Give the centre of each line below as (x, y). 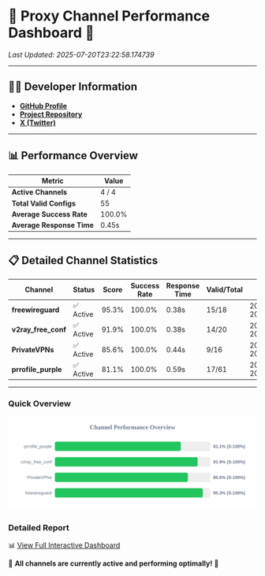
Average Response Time (53, 225)
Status (84, 290)
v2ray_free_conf (39, 329)
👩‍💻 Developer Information (73, 87)
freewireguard (35, 310)
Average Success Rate (50, 214)
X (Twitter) (38, 122)
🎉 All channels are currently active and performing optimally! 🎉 (114, 563)
